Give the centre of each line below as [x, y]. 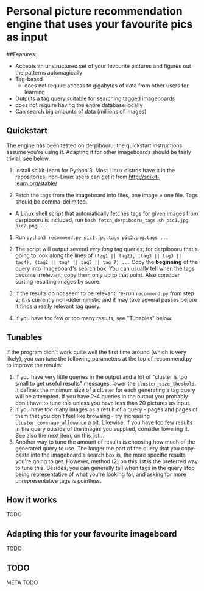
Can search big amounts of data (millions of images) [81, 111]
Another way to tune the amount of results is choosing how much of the [105, 442]
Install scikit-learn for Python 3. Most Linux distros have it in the [95, 170]
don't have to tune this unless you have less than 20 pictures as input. [103, 403]
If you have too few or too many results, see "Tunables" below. [94, 318]
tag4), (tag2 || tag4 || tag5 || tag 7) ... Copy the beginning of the [107, 262]
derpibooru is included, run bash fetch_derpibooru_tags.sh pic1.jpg [102, 220]
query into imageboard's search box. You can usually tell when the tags [105, 268]
